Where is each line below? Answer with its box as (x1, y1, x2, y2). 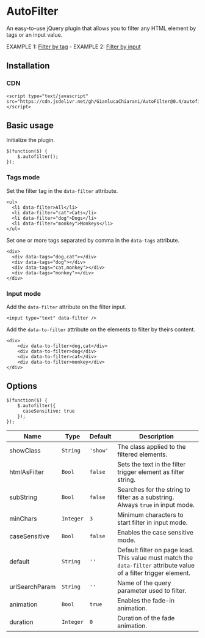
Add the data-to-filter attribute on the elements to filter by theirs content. (6, 326, 195, 333)
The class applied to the (117, 442, 186, 451)
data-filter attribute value (117, 561, 195, 569)
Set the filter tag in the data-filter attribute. (6, 187, 118, 194)
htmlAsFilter (9, 467, 44, 476)
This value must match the (117, 553, 193, 561)
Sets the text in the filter (117, 460, 186, 468)
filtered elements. (117, 450, 168, 459)
